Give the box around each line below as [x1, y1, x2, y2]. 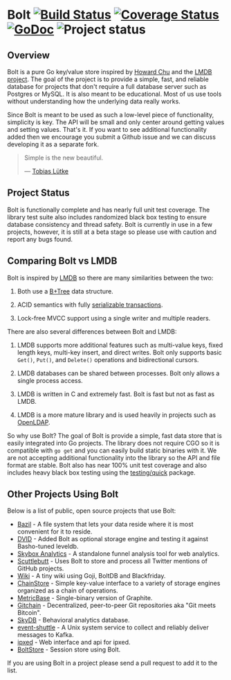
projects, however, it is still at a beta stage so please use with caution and [7, 228, 216, 236]
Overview [7, 49, 50, 61]
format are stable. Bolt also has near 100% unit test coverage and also [7, 461, 207, 469]
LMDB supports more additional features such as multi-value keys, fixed [17, 341, 223, 349]
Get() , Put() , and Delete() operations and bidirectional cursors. [17, 355, 199, 364]
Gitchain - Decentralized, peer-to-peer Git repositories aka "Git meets [17, 601, 216, 610]
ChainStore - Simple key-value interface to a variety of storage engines [17, 579, 221, 588]
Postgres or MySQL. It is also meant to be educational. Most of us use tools [7, 90, 222, 98]
